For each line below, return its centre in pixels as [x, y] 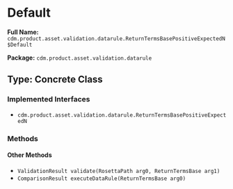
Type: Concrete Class [55, 80]
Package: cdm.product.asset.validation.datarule [80, 58]
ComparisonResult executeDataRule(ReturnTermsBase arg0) [102, 179]
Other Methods [30, 155]
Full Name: [23, 32]
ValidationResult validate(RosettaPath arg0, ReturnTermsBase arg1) [119, 171]
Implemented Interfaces [49, 99]
